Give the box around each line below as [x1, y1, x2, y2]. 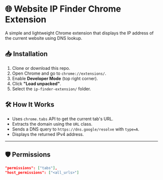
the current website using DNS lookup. [5, 35, 82, 41]
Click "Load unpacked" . [12, 81, 62, 86]
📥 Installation [5, 50, 48, 58]
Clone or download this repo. [12, 65, 70, 71]
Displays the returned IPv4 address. [12, 131, 84, 137]
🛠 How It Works [5, 100, 55, 109]
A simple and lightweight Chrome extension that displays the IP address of [5, 30, 154, 36]
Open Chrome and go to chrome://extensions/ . [12, 70, 107, 76]
